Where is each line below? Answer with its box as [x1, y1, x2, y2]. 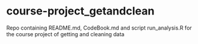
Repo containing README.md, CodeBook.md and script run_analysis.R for [6, 24, 192, 31]
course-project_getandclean [6, 4, 155, 18]
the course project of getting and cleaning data [6, 30, 125, 37]
